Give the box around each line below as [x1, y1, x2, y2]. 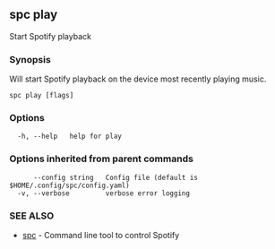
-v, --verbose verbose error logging [17, 188, 191, 198]
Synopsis [9, 53, 51, 65]
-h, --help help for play [17, 132, 123, 142]
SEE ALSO [9, 210, 55, 222]
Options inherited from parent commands [9, 152, 194, 165]
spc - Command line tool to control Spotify [21, 230, 180, 240]
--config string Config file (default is [32, 173, 199, 182]
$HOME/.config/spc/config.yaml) [9, 181, 130, 190]
